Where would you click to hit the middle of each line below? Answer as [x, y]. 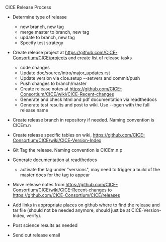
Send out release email [36, 235]
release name [34, 110]
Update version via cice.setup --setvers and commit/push [80, 78]
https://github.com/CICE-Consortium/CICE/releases [66, 195]
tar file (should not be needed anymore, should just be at [71, 210]
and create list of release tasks [100, 58]
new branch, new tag [42, 27]
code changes [35, 68]
